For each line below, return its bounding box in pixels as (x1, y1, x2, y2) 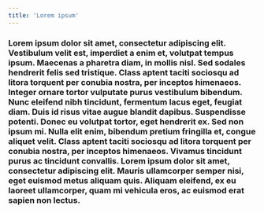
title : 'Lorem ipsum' (8, 11, 80, 20)
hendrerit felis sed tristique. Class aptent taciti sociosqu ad (8, 67, 240, 78)
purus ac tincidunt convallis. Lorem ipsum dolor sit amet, (8, 155, 230, 166)
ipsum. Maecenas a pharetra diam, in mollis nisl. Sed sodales (8, 57, 246, 68)
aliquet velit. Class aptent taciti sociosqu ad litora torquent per (8, 135, 252, 146)
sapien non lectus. (8, 194, 81, 205)
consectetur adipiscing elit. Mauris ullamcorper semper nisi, (8, 165, 244, 176)
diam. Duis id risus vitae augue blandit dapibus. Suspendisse (8, 106, 247, 117)
